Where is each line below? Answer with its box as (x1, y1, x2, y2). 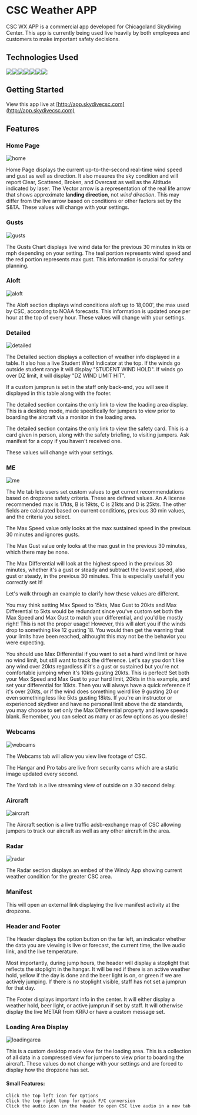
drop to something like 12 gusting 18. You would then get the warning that (6, 627, 184, 634)
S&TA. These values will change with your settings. (6, 204, 129, 211)
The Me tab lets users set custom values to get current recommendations (6, 488, 184, 495)
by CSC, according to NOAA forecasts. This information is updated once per (6, 307, 191, 315)
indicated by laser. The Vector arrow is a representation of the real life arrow (6, 185, 191, 192)
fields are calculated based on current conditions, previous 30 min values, (6, 507, 186, 514)
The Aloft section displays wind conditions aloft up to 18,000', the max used (6, 301, 189, 308)
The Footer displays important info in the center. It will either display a (6, 996, 175, 1003)
